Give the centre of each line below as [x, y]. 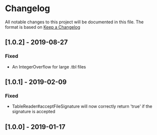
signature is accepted [34, 112]
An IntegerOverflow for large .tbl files [49, 67]
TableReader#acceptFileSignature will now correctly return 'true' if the [82, 106]
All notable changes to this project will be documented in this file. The [74, 22]
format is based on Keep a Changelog [43, 27]
